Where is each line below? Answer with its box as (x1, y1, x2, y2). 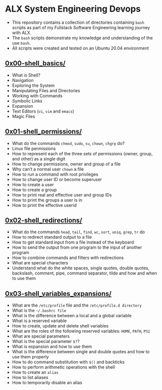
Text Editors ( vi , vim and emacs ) (12, 108, 74, 114)
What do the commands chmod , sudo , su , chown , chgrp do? (12, 140, 125, 146)
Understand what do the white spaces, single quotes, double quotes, (12, 265, 150, 271)
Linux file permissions (12, 146, 56, 151)
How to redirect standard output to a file (12, 234, 92, 240)
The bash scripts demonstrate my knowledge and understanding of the (12, 35, 153, 41)
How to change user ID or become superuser (12, 176, 103, 182)
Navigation (12, 77, 34, 83)
